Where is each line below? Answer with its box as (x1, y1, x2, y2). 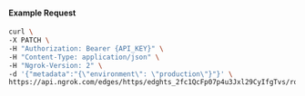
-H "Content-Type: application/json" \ (8, 53, 160, 62)
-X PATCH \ (8, 36, 50, 45)
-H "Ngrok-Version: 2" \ (8, 61, 103, 70)
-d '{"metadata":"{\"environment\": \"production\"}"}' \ (8, 69, 233, 79)
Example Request (8, 7, 76, 18)
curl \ (8, 27, 34, 36)
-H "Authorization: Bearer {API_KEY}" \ (8, 43, 165, 53)
